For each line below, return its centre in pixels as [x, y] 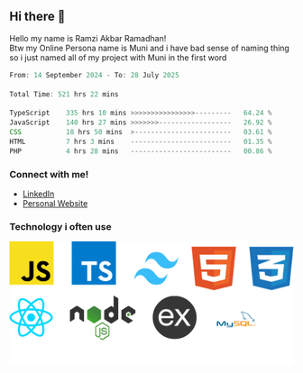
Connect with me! [49, 174]
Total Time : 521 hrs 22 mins [64, 94]
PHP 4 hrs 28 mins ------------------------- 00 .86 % [141, 151]
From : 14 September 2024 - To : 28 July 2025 [94, 75]
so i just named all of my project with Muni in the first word [118, 57]
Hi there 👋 [37, 17]
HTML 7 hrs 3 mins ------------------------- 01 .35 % [141, 141]
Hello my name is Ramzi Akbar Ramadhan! [88, 38]
